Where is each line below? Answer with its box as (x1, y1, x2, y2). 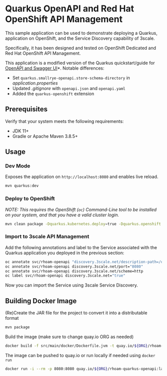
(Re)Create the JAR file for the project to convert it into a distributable (5, 310, 148, 316)
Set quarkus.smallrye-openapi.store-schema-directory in (12, 75, 130, 81)
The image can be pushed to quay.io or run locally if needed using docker (5, 352, 156, 358)
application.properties (12, 80, 58, 86)
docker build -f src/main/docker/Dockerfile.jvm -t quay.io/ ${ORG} (5, 343, 148, 348)
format (5, 315, 19, 321)
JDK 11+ (12, 128, 29, 134)
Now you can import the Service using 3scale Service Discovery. (5, 282, 138, 288)
